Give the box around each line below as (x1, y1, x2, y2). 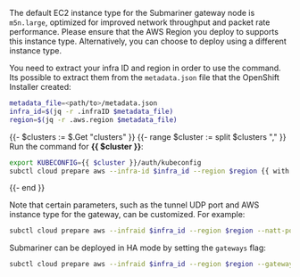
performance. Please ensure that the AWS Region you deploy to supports (9, 27, 279, 37)
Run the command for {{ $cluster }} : (9, 141, 145, 151)
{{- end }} (9, 183, 46, 193)
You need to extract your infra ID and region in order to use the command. (9, 62, 281, 73)
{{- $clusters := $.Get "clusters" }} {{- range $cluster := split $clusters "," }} (9, 131, 287, 142)
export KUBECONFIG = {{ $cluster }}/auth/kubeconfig (9, 158, 202, 167)
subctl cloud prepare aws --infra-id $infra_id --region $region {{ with (9, 167, 290, 175)
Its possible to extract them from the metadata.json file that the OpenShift (9, 72, 279, 83)
